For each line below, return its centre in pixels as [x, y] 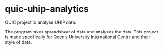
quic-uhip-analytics [47, 9]
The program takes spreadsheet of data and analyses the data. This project [82, 32]
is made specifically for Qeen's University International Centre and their [78, 37]
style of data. [18, 42]
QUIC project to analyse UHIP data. [41, 22]
